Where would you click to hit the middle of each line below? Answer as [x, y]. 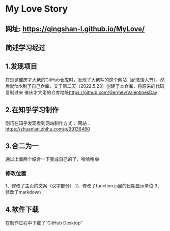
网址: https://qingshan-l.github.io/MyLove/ [75, 29]
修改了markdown [23, 192]
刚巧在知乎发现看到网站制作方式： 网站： [48, 123]
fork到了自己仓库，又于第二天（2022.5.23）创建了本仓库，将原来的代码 [89, 86]
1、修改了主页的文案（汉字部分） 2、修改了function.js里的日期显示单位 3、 [83, 185]
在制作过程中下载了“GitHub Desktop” [44, 223]
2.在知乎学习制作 [32, 110]
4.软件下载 [22, 209]
